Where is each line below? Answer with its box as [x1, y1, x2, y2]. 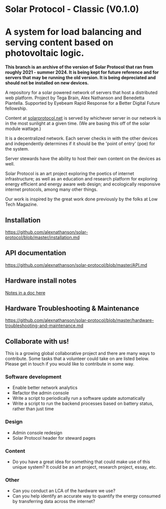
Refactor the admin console [12, 390, 69, 396]
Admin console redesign [12, 430, 63, 436]
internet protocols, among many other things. [5, 186, 98, 192]
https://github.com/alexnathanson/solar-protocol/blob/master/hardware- [5, 318, 154, 324]
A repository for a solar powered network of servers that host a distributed [5, 90, 158, 96]
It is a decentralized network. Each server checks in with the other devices [5, 136, 158, 142]
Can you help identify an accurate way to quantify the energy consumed [12, 493, 161, 499]
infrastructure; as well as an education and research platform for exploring [5, 176, 158, 182]
